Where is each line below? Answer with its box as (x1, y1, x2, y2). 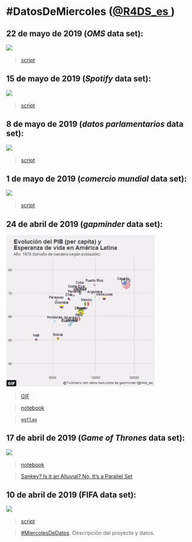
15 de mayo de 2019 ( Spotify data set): (6, 74, 152, 84)
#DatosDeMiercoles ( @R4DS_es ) (6, 5, 175, 18)
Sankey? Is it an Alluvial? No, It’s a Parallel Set (20, 472, 133, 479)
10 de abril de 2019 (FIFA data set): (6, 490, 137, 500)
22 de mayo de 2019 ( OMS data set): (6, 29, 144, 39)
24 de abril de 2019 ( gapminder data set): (6, 219, 163, 229)
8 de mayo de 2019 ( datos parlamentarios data (6, 119, 184, 129)
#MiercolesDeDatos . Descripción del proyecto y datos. (20, 529, 155, 537)
